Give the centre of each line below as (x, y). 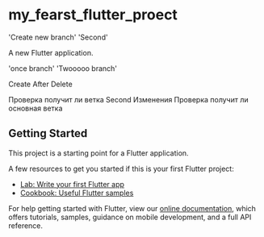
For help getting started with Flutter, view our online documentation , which (132, 208)
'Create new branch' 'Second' (58, 37)
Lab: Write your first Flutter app (72, 184)
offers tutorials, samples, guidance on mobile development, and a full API (130, 217)
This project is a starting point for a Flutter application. (98, 153)
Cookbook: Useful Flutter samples (77, 193)
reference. (25, 225)
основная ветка (36, 108)
